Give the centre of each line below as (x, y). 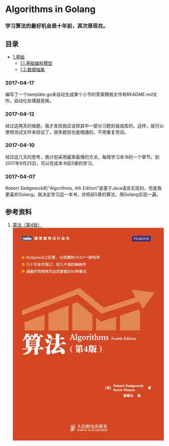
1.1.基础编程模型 (36, 63)
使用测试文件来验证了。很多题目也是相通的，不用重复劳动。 (67, 132)
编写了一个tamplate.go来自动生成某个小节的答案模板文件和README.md (79, 95)
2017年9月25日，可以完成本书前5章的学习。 (51, 163)
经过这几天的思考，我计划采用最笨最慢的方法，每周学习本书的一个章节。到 (82, 157)
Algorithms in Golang (50, 9)
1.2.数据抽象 (32, 69)
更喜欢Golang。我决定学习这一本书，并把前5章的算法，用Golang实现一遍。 (83, 194)
